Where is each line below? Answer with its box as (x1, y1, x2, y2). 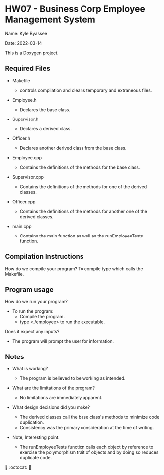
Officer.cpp (12, 198, 36, 205)
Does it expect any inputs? (5, 329, 60, 335)
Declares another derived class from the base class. (19, 145, 127, 151)
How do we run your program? (5, 299, 68, 305)
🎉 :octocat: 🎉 (5, 464, 32, 470)
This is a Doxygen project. (5, 50, 59, 56)
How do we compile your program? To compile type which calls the (5, 265, 143, 272)
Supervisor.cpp (12, 174, 44, 180)
